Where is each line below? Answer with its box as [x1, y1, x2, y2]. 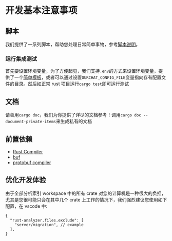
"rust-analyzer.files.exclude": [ [10, 217, 84, 223]
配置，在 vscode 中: [5, 203, 48, 209]
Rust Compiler [12, 148, 43, 154]
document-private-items [5, 119, 56, 125]
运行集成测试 [5, 55, 37, 62]
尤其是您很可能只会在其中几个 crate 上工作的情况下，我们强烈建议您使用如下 [5, 196, 167, 203]
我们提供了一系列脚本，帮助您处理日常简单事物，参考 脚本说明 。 [5, 42, 140, 47]
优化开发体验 [5, 175, 46, 185]
